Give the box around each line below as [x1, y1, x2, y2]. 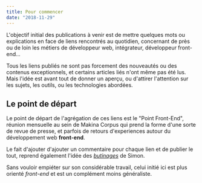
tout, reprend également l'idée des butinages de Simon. [6, 152, 145, 159]
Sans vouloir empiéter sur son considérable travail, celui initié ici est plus [6, 164, 187, 171]
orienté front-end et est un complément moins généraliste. [6, 170, 152, 178]
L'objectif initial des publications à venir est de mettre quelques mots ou [6, 31, 186, 38]
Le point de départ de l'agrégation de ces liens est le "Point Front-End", [6, 115, 184, 122]
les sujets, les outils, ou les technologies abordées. [6, 81, 133, 88]
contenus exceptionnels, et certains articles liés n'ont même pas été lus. [6, 68, 186, 75]
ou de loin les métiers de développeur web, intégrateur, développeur [6, 43, 177, 51]
